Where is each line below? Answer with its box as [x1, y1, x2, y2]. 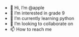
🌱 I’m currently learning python [10, 15, 74, 21]
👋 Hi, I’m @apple [10, 5, 45, 10]
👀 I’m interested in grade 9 [10, 10, 65, 16]
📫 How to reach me [10, 26, 52, 32]
